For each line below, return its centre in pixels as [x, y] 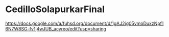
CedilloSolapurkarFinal [55, 9]
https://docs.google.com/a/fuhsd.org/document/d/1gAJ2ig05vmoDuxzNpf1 [84, 23]
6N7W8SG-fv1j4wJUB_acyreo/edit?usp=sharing [56, 28]
